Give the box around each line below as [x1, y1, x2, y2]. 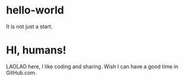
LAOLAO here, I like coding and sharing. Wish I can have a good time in [6, 63, 179, 70]
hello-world [6, 4, 65, 17]
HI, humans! [6, 43, 66, 57]
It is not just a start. [6, 23, 53, 30]
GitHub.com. [6, 69, 37, 76]
